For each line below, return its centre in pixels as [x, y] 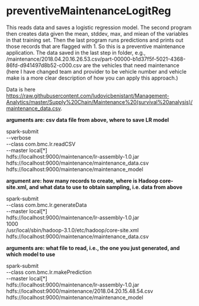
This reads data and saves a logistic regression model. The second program [99, 27]
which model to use [31, 254]
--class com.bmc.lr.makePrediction [49, 272]
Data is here [21, 89]
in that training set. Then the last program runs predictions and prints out [95, 40]
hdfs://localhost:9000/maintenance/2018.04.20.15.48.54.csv [80, 291]
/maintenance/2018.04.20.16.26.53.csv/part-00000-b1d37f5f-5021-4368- [96, 59]
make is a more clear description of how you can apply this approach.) [92, 78]
